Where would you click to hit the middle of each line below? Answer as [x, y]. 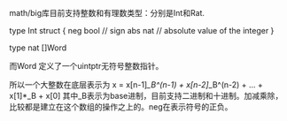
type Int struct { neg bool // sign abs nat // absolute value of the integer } [142, 30]
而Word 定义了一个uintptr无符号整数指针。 [86, 66]
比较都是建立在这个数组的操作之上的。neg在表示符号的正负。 [121, 107]
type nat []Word [38, 48]
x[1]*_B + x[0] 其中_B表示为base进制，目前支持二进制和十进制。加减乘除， [146, 96]
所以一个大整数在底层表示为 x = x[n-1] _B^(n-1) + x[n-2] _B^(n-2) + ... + [136, 85]
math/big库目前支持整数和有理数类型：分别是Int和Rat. [107, 13]
